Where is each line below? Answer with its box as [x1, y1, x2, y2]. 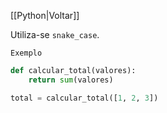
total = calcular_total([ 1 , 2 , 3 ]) [10, 93, 159, 103]
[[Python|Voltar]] [10, 10, 80, 21]
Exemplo [10, 48, 43, 58]
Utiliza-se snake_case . [10, 29, 100, 40]
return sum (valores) [28, 75, 114, 85]
